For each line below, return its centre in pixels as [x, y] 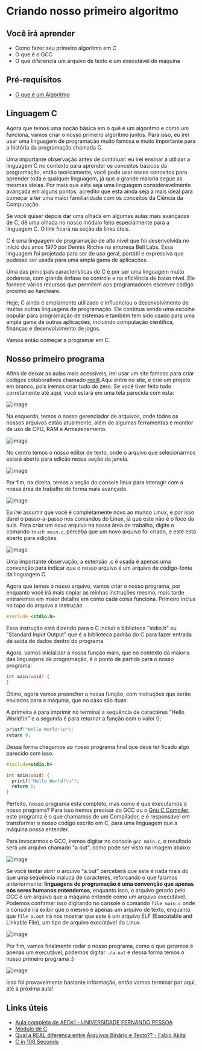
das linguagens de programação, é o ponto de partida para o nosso [90, 659]
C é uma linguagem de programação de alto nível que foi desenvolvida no [98, 240]
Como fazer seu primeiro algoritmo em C [65, 48]
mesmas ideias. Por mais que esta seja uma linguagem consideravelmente [99, 185]
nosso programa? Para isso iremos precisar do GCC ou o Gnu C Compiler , [98, 810]
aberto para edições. [32, 538]
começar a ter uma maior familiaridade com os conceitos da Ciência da [95, 197]
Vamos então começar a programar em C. [58, 340]
